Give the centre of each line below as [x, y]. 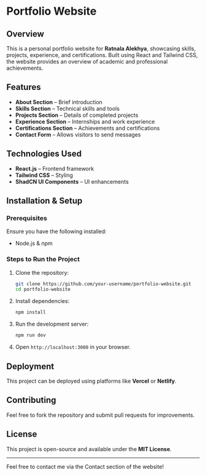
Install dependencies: [42, 301]
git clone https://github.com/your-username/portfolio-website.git [103, 284]
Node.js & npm [34, 244]
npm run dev [30, 335]
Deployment [30, 366]
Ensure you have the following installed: [57, 231]
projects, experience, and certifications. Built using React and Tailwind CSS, [102, 55]
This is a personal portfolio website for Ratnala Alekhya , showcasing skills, [101, 48]
